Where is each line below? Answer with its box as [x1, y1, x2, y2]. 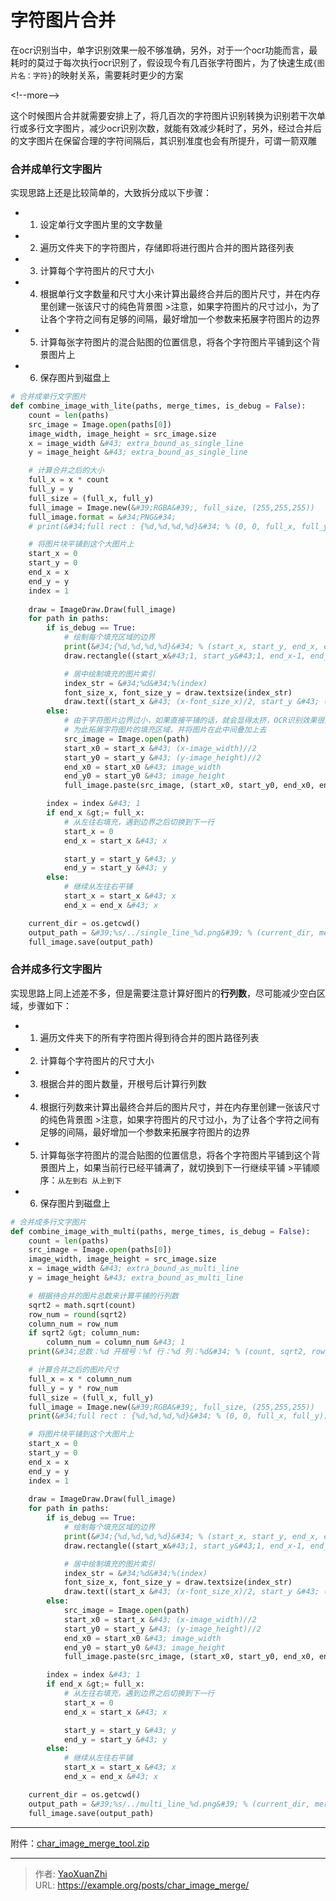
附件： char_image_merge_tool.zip [10, 1837, 150, 1849]
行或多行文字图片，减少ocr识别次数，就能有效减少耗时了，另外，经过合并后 [10, 122, 322, 134]
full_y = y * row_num [28, 1383, 118, 1393]
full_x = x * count [28, 475, 110, 485]
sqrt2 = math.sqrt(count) [28, 1300, 137, 1310]
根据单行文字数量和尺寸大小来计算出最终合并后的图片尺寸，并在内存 [39, 288, 321, 300]
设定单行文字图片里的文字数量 [39, 219, 163, 231]
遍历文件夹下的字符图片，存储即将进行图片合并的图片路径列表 [39, 242, 295, 254]
